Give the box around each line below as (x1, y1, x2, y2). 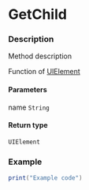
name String (8, 102, 50, 112)
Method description (8, 51, 72, 61)
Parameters (8, 85, 47, 95)
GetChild (8, 6, 67, 24)
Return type (8, 121, 49, 130)
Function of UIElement (8, 67, 80, 76)
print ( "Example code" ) (8, 174, 83, 182)
